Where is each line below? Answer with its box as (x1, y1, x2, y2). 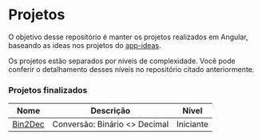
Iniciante (176, 118, 209, 130)
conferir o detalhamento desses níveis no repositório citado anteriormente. (8, 64, 255, 74)
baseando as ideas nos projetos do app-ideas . (8, 40, 161, 50)
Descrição (90, 106, 131, 117)
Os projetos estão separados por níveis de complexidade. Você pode (8, 56, 236, 66)
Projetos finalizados (8, 84, 88, 95)
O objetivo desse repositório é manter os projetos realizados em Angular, (8, 32, 249, 42)
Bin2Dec (12, 118, 46, 130)
